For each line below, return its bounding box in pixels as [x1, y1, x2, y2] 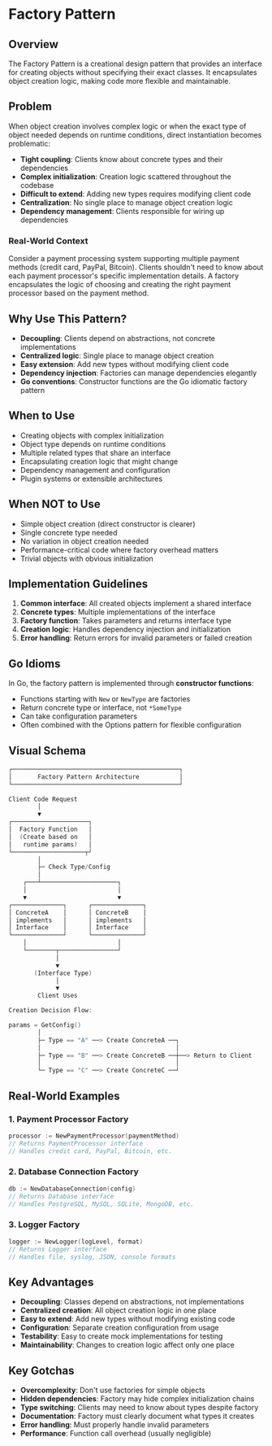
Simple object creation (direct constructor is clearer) [19, 518, 196, 529]
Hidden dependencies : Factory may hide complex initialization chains [19, 1394, 255, 1404]
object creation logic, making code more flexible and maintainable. [8, 76, 231, 85]
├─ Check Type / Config [37, 863, 111, 872]
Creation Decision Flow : [8, 1007, 93, 1015]
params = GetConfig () [8, 1021, 82, 1029]
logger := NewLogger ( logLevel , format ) [8, 1238, 144, 1246]
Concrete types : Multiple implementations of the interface [19, 607, 216, 617]
